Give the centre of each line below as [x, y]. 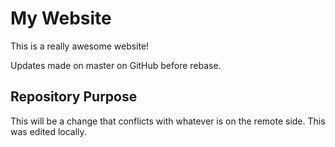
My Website [61, 18]
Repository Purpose [74, 97]
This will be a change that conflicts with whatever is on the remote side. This [168, 121]
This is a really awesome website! [80, 46]
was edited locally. [48, 131]
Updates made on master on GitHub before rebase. [116, 65]
